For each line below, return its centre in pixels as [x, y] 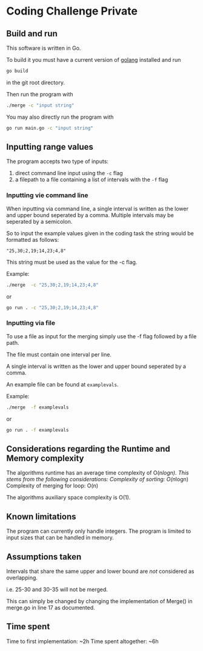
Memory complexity [45, 458]
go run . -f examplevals [38, 430]
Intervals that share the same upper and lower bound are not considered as [100, 571]
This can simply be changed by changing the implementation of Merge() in [99, 601]
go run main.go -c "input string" [50, 128]
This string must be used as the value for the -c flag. [72, 262]
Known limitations [41, 516]
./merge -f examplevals [38, 407]
